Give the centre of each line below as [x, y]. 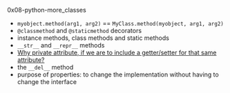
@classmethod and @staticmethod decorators [79, 31]
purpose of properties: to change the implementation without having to [118, 74]
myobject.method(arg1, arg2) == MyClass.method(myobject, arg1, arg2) [121, 23]
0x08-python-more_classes [47, 10]
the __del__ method [45, 67]
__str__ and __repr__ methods [61, 45]
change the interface [47, 82]
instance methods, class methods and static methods [93, 38]
